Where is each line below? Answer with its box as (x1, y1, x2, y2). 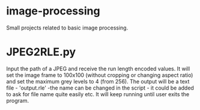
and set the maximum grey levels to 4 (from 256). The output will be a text (6, 78, 190, 85)
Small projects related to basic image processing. (6, 24, 129, 31)
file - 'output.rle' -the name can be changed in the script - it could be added (6, 84, 194, 91)
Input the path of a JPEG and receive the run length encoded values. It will (6, 65, 190, 72)
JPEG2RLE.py (6, 45, 76, 59)
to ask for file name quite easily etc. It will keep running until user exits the (6, 90, 190, 97)
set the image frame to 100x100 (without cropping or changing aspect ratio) (6, 71, 193, 79)
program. (6, 97, 29, 104)
